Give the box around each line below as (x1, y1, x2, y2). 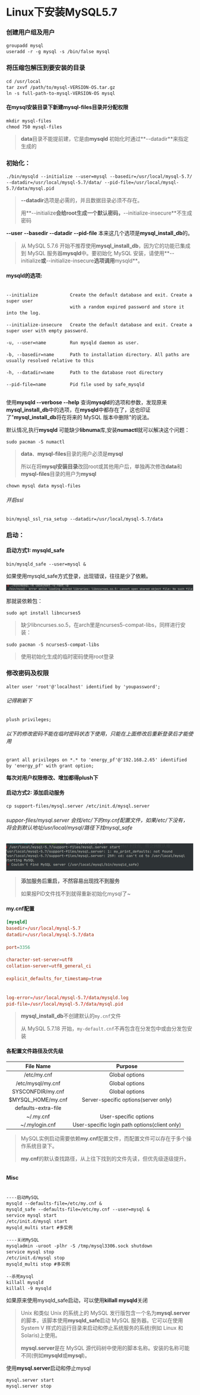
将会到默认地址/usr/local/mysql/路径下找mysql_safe (6, 824, 133, 831)
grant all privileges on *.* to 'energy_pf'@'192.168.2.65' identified (6, 757, 187, 763)
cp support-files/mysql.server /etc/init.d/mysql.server (6, 803, 150, 809)
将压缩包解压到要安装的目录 (6, 64, 85, 72)
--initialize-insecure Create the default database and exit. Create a (6, 322, 193, 328)
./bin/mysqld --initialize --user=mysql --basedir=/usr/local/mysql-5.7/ (6, 174, 193, 180)
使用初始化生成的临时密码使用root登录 (20, 652, 115, 660)
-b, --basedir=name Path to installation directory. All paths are (6, 352, 190, 358)
